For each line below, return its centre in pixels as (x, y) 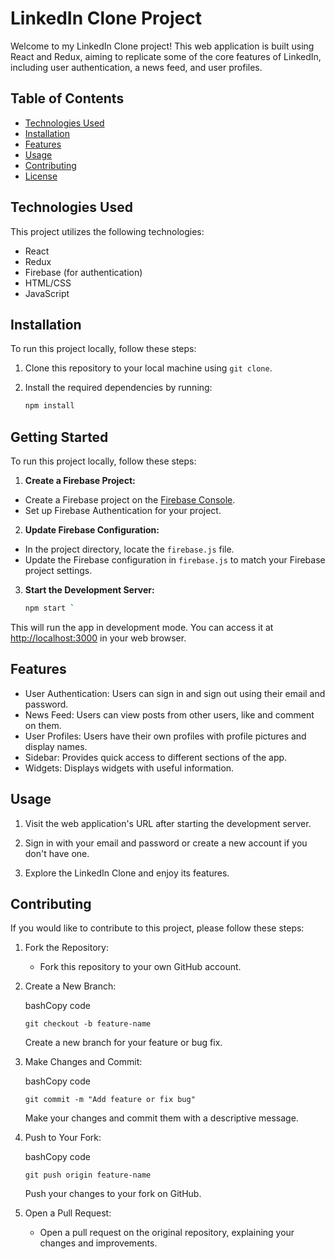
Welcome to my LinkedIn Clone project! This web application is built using (162, 46)
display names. (56, 746)
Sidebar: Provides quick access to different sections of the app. (156, 757)
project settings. (58, 571)
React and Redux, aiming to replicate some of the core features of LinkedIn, (166, 56)
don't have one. (57, 853)
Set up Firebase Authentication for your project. (123, 511)
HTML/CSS (48, 283)
